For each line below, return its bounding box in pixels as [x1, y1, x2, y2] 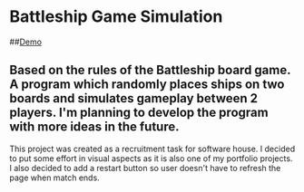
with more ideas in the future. [9, 120, 180, 135]
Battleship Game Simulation [9, 6, 223, 27]
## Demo [9, 36, 43, 47]
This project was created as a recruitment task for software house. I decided [9, 143, 296, 154]
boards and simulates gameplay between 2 [9, 91, 259, 106]
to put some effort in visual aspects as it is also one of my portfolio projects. [9, 152, 293, 164]
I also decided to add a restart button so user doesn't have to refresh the [9, 162, 281, 173]
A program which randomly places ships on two [9, 77, 285, 92]
